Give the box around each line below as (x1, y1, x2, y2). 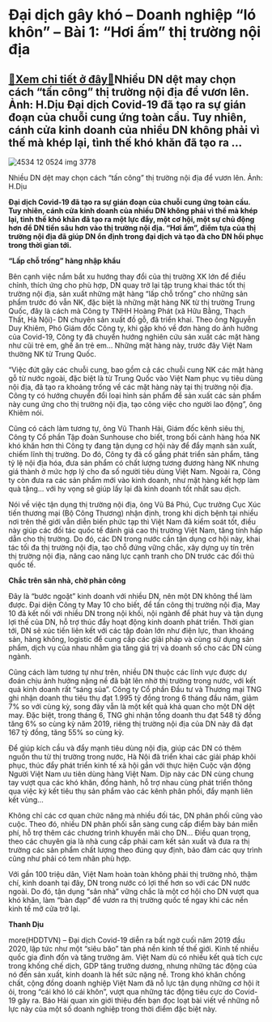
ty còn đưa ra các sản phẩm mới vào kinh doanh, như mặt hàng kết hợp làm (8, 476, 261, 485)
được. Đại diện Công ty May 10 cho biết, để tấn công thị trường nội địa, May (8, 600, 261, 609)
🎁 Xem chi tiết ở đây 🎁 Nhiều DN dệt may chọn (8, 72, 236, 86)
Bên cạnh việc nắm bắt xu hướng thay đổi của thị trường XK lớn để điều (8, 272, 246, 281)
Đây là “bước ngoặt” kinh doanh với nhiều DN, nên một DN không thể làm (8, 592, 253, 601)
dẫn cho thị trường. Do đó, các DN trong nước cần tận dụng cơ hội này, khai (8, 534, 261, 544)
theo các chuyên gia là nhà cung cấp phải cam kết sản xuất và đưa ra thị (8, 836, 250, 846)
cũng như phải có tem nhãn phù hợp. (8, 853, 132, 863)
